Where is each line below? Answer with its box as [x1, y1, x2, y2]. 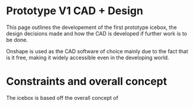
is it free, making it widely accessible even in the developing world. [6, 54, 170, 61]
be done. [6, 36, 28, 43]
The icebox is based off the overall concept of [6, 94, 118, 101]
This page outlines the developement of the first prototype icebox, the [6, 24, 177, 31]
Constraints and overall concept [6, 75, 167, 88]
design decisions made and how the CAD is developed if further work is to [6, 30, 187, 37]
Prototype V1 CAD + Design [6, 4, 144, 18]
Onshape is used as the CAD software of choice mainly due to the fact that [6, 47, 188, 54]
